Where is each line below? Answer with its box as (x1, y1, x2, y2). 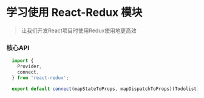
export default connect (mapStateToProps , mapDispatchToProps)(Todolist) (12, 86, 200, 92)
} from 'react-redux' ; (12, 74, 69, 81)
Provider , (17, 63, 42, 70)
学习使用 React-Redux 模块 (6, 5, 143, 19)
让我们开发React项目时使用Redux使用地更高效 (21, 27, 137, 34)
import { (12, 58, 34, 64)
